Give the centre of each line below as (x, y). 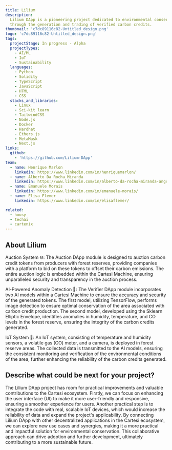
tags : (11, 39)
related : (15, 210)
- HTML (21, 91)
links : (12, 148)
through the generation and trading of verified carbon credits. (81, 24)
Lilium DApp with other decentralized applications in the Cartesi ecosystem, (85, 420)
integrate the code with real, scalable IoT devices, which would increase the (85, 409)
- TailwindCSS (29, 115)
